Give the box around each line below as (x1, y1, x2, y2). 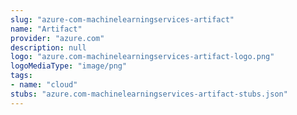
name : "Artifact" (10, 24, 83, 34)
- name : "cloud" (10, 80, 78, 90)
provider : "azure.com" (10, 33, 105, 43)
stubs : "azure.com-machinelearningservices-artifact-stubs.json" (10, 89, 288, 99)
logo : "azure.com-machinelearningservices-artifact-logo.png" (10, 52, 275, 62)
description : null (10, 42, 87, 53)
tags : (10, 71, 33, 81)
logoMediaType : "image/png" (10, 61, 128, 71)
